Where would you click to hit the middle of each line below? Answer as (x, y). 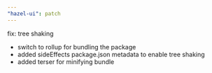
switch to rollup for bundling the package (77, 47)
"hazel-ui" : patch (34, 14)
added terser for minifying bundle (66, 62)
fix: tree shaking (30, 33)
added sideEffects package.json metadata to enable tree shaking (111, 54)
